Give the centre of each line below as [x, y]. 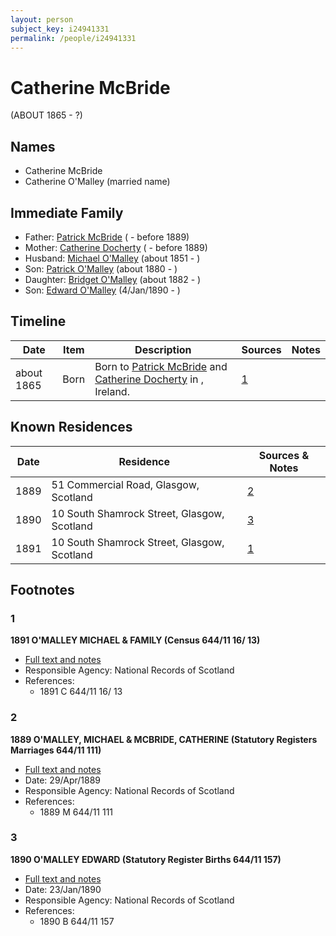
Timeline [38, 321]
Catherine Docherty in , [149, 379]
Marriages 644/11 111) [56, 750]
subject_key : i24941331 [60, 29]
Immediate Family [67, 212]
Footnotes [42, 589]
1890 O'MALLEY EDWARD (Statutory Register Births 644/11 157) [146, 859]
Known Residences [71, 427]
